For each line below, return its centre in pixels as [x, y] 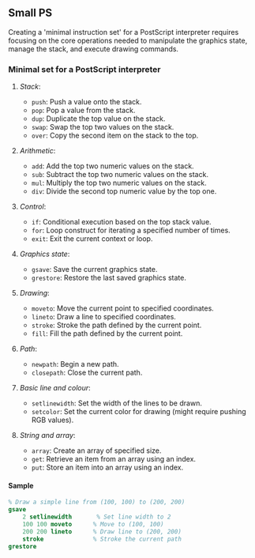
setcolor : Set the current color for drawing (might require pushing [139, 412]
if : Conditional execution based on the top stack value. [121, 222]
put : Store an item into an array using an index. [107, 468]
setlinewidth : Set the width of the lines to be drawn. [117, 403]
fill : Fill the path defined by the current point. [107, 334]
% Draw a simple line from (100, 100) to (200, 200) [97, 502]
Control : [33, 207]
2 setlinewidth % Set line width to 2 [97, 517]
